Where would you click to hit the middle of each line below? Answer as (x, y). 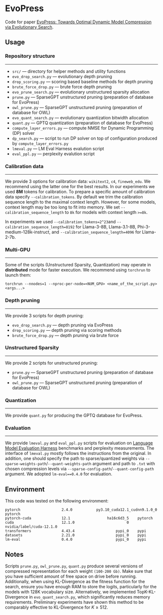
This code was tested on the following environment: (57, 501)
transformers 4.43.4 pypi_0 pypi (76, 531)
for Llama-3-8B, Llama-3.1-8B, (106, 227)
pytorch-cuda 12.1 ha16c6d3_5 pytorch (79, 518)
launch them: (18, 275)
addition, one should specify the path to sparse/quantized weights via (75, 458)
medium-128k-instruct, (28, 232)
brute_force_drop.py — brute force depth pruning (62, 87)
